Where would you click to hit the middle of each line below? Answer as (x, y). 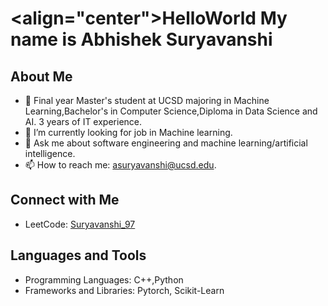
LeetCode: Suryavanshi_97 (80, 224)
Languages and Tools (78, 255)
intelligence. (50, 153)
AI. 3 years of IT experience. (83, 121)
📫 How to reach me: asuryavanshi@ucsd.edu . (120, 165)
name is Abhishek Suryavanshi (141, 39)
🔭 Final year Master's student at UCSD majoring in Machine (147, 100)
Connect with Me (65, 200)
